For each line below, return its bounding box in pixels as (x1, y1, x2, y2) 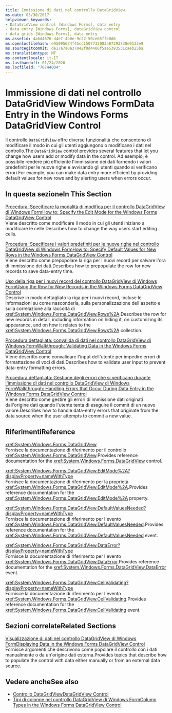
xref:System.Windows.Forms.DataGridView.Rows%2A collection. (5, 327, 143, 333)
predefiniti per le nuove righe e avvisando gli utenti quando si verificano (5, 164, 158, 170)
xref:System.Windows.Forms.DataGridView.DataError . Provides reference (5, 558, 159, 564)
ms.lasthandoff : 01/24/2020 (5, 60, 66, 65)
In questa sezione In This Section (5, 190, 112, 198)
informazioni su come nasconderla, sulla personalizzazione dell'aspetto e (5, 300, 161, 306)
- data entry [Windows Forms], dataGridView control (5, 27, 121, 32)
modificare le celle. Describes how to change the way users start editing (5, 225, 158, 231)
